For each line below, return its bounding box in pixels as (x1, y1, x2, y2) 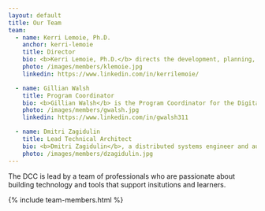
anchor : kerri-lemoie (22, 41, 93, 49)
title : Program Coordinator (22, 91, 114, 99)
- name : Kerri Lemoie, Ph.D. (15, 33, 111, 42)
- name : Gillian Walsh (15, 84, 90, 92)
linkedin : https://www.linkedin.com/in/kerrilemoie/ (22, 70, 200, 78)
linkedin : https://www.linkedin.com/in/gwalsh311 (22, 113, 189, 122)
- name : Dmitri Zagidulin (15, 128, 101, 136)
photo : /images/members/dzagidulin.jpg (22, 150, 154, 157)
